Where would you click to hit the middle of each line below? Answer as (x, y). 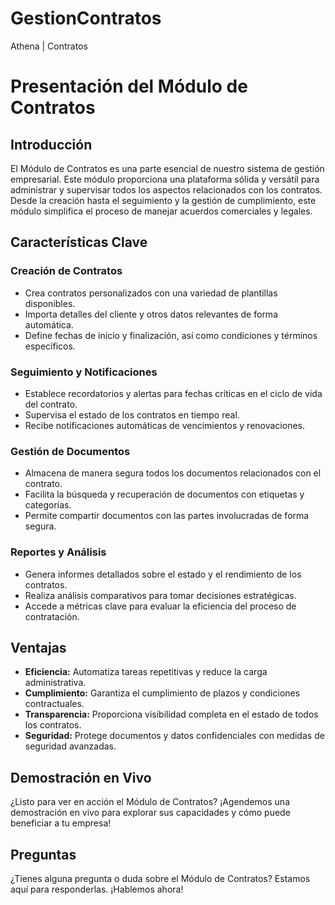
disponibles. (50, 303)
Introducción (51, 144)
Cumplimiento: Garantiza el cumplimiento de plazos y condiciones (162, 693)
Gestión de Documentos (70, 451)
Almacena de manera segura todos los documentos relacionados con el (173, 473)
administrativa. (55, 683)
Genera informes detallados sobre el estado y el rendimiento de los (163, 574)
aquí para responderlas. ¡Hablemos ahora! (97, 889)
